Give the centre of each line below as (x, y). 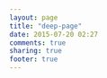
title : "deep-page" (46, 26)
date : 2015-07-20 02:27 (54, 34)
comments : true (38, 43)
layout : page (34, 17)
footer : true (34, 59)
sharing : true (36, 51)
